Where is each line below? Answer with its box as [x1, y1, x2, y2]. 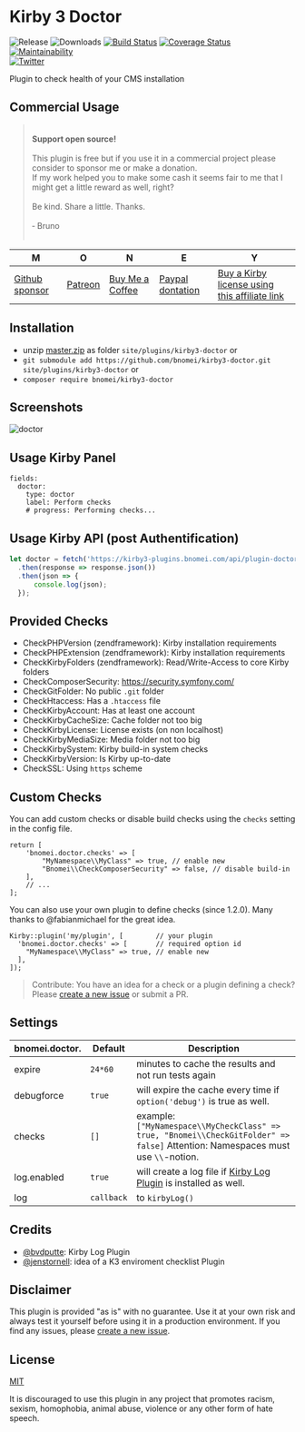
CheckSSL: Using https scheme [22, 763, 143, 774]
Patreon [66, 278, 101, 291]
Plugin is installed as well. [135, 1176, 245, 1189]
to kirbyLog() [135, 1191, 194, 1204]
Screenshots [9, 400, 84, 415]
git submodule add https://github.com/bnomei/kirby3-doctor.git [22, 356, 271, 365]
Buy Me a [108, 272, 150, 285]
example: [135, 1110, 175, 1122]
